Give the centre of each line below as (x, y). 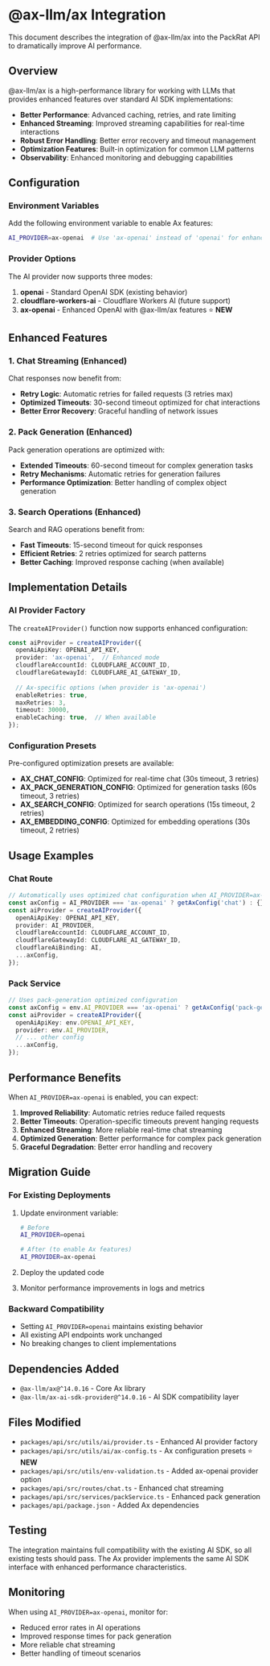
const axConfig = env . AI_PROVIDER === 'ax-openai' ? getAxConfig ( (122, 1007)
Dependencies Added (64, 1369)
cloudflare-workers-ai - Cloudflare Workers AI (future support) (125, 301)
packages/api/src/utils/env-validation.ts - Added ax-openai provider (139, 1471)
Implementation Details (68, 587)
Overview (33, 71)
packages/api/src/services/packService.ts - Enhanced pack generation (140, 1497)
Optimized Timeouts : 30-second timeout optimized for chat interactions (140, 403)
